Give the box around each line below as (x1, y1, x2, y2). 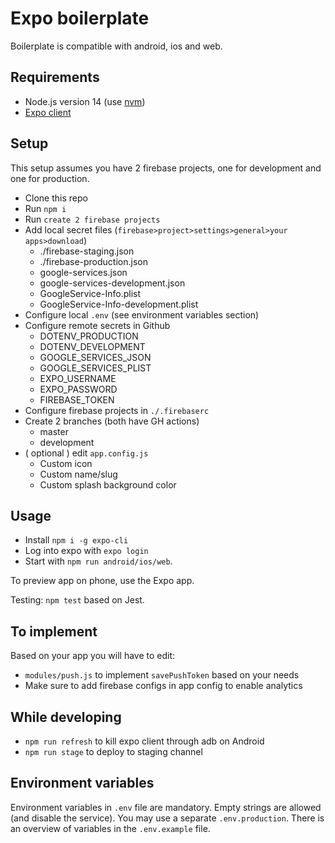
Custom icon (39, 457, 93, 469)
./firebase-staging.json (39, 245, 135, 257)
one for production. (10, 172, 90, 184)
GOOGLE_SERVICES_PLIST (39, 362, 152, 374)
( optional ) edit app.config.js (24, 447, 149, 459)
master (39, 425, 69, 437)
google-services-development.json (39, 277, 186, 289)
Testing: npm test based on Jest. (10, 594, 145, 606)
